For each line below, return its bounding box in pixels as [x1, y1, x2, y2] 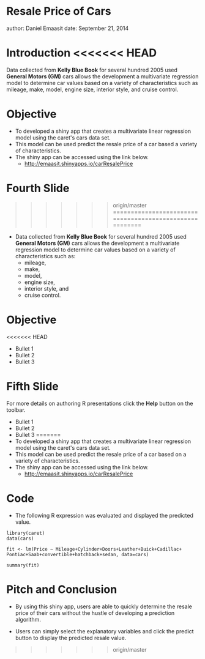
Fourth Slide [6, 182, 70, 195]
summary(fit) [6, 562, 40, 568]
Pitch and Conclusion [6, 583, 117, 596]
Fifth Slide [6, 379, 59, 393]
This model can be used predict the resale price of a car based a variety [15, 140, 198, 147]
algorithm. [15, 616, 41, 623]
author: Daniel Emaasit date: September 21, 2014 [6, 24, 129, 32]
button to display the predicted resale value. [15, 634, 127, 641]
